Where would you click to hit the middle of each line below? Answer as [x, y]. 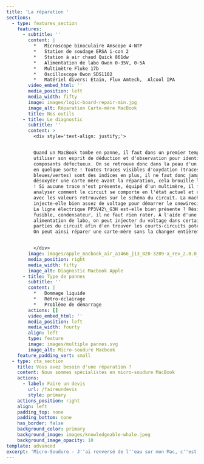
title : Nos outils [51, 114]
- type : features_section [45, 23]
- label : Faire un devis [54, 384]
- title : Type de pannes [54, 276]
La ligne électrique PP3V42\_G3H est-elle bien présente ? [110, 209]
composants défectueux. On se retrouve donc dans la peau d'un [115, 164]
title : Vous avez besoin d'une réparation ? [74, 367]
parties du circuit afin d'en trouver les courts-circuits [110, 226]
